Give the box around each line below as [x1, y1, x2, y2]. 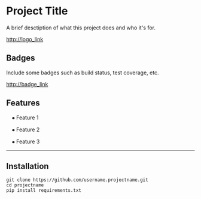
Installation [6, 161, 49, 171]
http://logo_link [6, 35, 44, 43]
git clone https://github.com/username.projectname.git [6, 177, 148, 183]
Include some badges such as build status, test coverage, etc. [6, 69, 159, 76]
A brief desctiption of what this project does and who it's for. [6, 24, 156, 31]
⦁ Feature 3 [11, 138, 40, 145]
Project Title [6, 4, 68, 18]
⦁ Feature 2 [11, 126, 40, 133]
